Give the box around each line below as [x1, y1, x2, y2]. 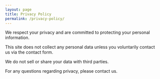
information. [5, 35, 30, 40]
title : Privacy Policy [5, 12, 52, 17]
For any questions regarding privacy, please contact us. [5, 68, 118, 74]
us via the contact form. [5, 49, 53, 55]
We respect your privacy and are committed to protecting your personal [5, 30, 150, 36]
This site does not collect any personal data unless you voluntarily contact [5, 44, 155, 50]
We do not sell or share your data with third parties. [5, 59, 109, 65]
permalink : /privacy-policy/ [5, 16, 65, 21]
